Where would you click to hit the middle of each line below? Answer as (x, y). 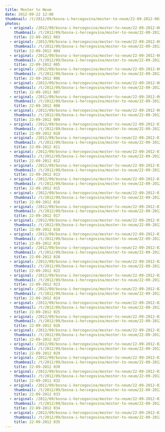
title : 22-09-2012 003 (37, 37)
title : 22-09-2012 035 (37, 422)
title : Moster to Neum (28, 10)
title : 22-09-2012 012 (37, 161)
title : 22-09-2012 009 (37, 119)
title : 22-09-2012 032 (37, 381)
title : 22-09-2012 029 (37, 353)
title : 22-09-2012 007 (37, 92)
